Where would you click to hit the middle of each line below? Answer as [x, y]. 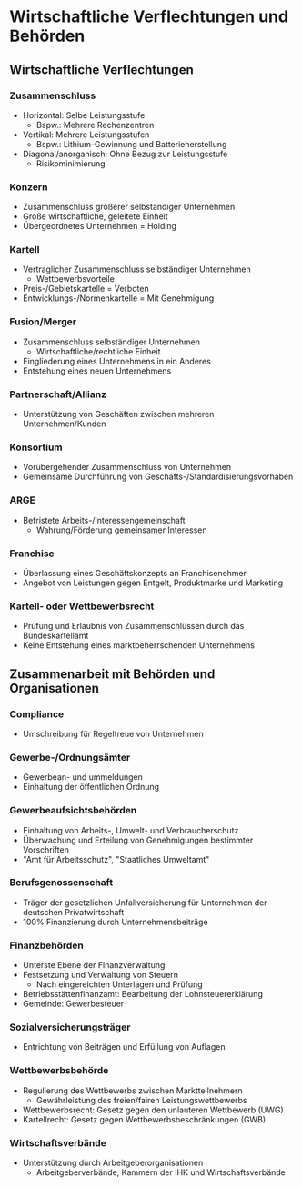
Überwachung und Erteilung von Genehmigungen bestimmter [138, 840]
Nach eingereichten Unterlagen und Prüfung [119, 984]
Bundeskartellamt [55, 636]
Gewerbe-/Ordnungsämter [70, 757]
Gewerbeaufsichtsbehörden [73, 811]
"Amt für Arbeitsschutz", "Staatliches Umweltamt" [116, 859]
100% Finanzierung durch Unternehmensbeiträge [115, 922]
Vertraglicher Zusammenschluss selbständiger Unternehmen [137, 269]
